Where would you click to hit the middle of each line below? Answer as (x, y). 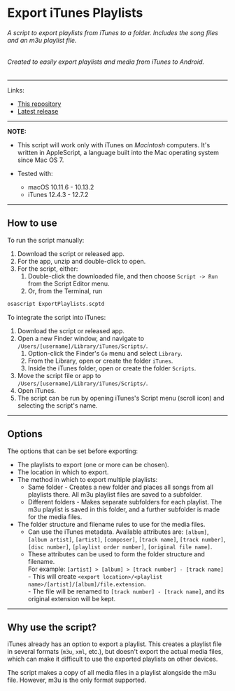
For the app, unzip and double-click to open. (81, 261)
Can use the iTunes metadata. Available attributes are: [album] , (118, 532)
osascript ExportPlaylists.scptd (56, 304)
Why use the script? (52, 627)
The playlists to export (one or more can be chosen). (93, 464)
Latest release (38, 111)
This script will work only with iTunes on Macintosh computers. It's (114, 145)
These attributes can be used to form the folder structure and (116, 554)
